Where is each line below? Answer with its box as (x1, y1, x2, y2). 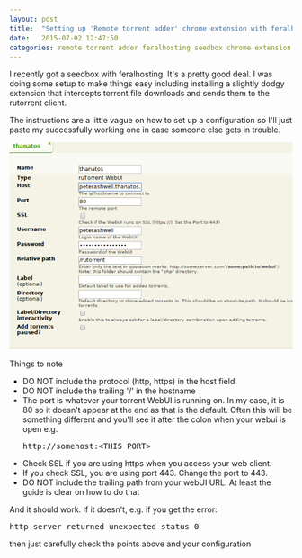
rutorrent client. (9, 97, 67, 108)
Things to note (9, 358, 63, 369)
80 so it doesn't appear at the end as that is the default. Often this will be (22, 404, 293, 415)
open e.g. (22, 423, 58, 434)
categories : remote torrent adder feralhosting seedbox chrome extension (9, 43, 292, 52)
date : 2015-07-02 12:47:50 (9, 33, 119, 42)
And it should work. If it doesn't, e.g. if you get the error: (9, 504, 218, 515)
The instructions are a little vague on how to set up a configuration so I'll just (9, 115, 293, 126)
